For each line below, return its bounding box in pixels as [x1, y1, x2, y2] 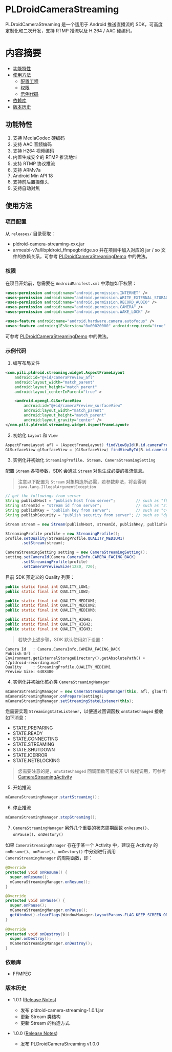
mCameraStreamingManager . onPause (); [10, 908, 88, 913]
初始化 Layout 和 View [12, 432, 58, 438]
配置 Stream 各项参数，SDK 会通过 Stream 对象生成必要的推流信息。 [5, 468, 147, 474]
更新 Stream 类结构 [20, 1013, 61, 1020]
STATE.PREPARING [12, 725, 53, 731]
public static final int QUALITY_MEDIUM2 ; [5, 603, 97, 608]
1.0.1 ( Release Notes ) [12, 996, 57, 1002]
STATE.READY [12, 730, 43, 737]
